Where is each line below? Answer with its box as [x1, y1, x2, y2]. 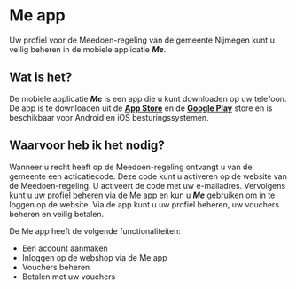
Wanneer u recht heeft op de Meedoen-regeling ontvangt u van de [9, 161, 253, 172]
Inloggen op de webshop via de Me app [21, 252, 167, 262]
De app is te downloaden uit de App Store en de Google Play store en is [9, 103, 273, 113]
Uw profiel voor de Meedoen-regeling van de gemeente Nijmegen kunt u [9, 35, 275, 45]
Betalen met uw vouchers [21, 271, 116, 282]
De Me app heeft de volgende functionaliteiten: [9, 225, 182, 236]
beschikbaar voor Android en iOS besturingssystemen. [9, 112, 209, 122]
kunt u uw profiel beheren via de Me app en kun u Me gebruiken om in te [9, 190, 276, 200]
